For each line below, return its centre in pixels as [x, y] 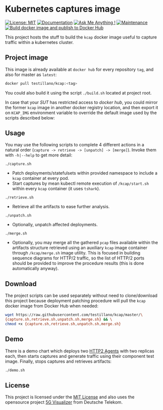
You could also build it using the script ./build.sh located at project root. [79, 93]
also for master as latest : [31, 75]
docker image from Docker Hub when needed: [52, 306]
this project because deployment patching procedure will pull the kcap [75, 301]
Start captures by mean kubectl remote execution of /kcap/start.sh [80, 183]
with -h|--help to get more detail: [39, 155]
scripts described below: [30, 117]
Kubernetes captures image [63, 9]
